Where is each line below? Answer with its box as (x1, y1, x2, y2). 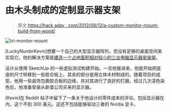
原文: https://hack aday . (17, 22, 67, 28)
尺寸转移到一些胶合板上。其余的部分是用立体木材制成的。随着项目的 (14, 71, 156, 77)
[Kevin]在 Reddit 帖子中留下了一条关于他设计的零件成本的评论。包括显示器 (5, 94, 160, 101)
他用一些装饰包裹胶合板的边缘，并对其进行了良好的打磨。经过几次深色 (14, 78, 160, 84)
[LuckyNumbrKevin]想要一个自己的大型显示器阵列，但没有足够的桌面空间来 (5, 48, 162, 54)
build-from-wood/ (17, 28, 56, 34)
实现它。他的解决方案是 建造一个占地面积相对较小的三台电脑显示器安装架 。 (5, 54, 160, 61)
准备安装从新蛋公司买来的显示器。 (22, 84, 94, 90)
